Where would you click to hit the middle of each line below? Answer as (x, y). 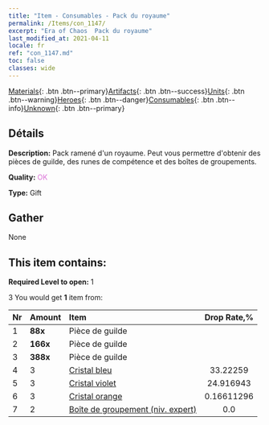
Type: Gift (25, 192)
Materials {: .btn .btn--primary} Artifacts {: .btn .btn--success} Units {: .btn (126, 91)
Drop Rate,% (229, 317)
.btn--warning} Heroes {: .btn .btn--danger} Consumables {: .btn (111, 99)
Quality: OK (28, 177)
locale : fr (26, 46)
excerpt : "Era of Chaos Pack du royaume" (80, 31)
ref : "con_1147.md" (41, 53)
